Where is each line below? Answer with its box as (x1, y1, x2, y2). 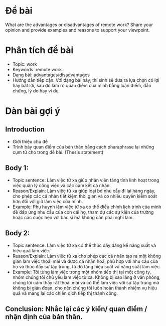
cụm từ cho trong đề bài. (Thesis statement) (12, 149, 104, 155)
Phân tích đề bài (5, 45, 74, 56)
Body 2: (5, 229, 30, 238)
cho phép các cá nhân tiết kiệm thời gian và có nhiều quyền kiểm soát (12, 193, 157, 199)
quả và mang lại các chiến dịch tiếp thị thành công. (12, 290, 118, 296)
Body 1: (5, 164, 29, 173)
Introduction (5, 125, 45, 134)
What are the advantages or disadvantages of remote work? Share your (5, 22, 153, 28)
